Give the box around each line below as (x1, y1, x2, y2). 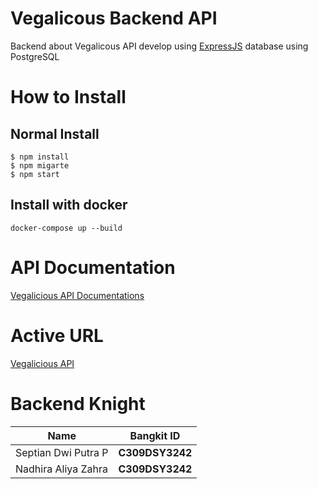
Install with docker (10, 197, 128, 214)
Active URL (10, 324, 104, 347)
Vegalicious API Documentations (10, 289, 145, 301)
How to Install (10, 86, 127, 109)
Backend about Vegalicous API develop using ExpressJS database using (10, 40, 309, 52)
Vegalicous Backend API (10, 7, 218, 30)
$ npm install (10, 152, 70, 162)
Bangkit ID (129, 428, 181, 442)
